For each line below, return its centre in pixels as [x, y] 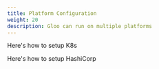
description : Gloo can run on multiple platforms [80, 26]
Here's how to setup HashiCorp [52, 59]
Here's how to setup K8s [42, 46]
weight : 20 [23, 20]
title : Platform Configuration [52, 13]
